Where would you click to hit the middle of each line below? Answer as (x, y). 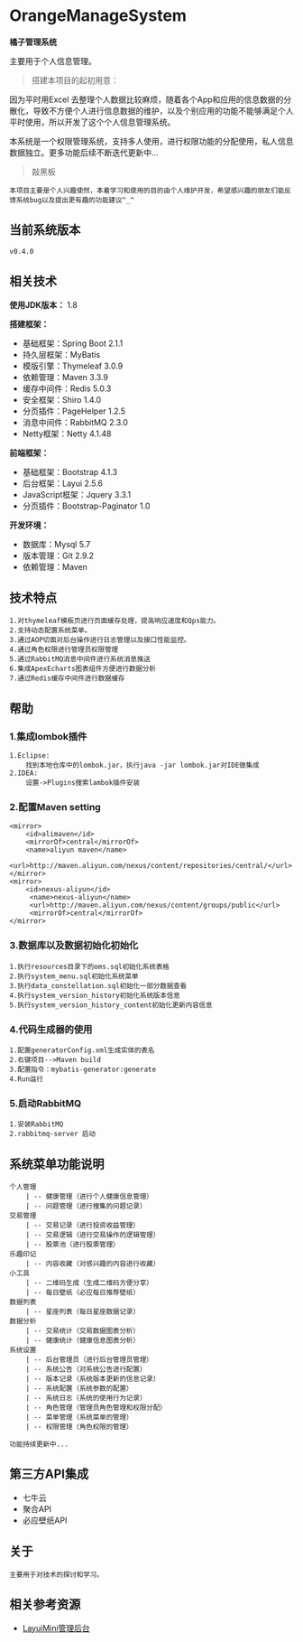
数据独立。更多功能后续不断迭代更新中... (84, 152)
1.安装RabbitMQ (37, 1124)
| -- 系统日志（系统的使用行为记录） (86, 1398)
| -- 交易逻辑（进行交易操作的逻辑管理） (93, 1235)
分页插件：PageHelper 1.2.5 (74, 411)
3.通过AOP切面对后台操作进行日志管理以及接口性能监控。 (100, 640)
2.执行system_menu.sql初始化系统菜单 (74, 976)
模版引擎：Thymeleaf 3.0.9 (73, 366)
